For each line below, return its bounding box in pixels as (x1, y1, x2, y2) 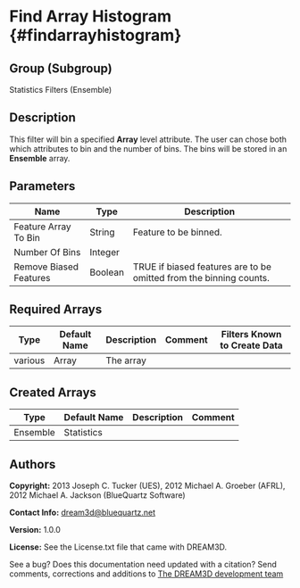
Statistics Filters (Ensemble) (9, 85, 112, 95)
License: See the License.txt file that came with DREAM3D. (9, 542, 228, 552)
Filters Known (221, 328, 282, 341)
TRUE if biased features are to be (132, 261, 272, 273)
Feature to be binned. (132, 226, 223, 238)
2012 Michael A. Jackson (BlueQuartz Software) (9, 490, 186, 501)
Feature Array (13, 220, 71, 233)
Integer (88, 245, 121, 258)
